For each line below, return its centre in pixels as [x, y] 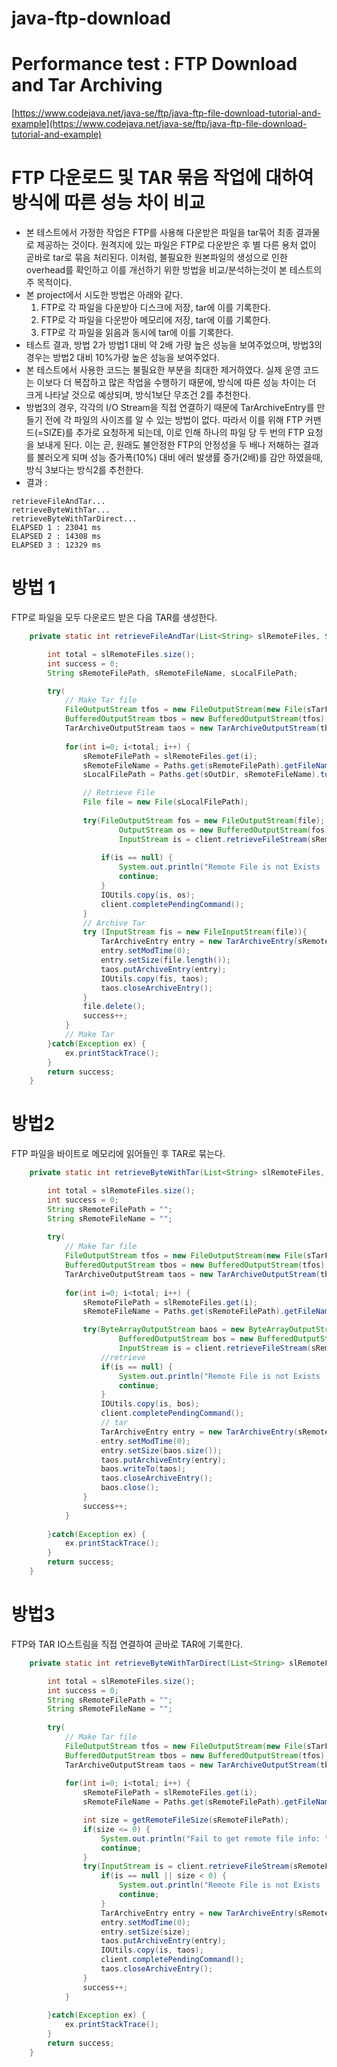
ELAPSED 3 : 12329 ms [56, 545]
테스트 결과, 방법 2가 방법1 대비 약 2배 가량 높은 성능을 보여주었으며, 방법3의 [174, 345]
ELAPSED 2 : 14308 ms [56, 537]
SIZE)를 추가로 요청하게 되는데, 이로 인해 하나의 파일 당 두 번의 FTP [174, 433]
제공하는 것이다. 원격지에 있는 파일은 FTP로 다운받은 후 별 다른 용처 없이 [176, 245]
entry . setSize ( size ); [145, 1932]
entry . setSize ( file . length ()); [165, 960]
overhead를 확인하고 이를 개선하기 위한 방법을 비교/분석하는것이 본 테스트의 [174, 270]
